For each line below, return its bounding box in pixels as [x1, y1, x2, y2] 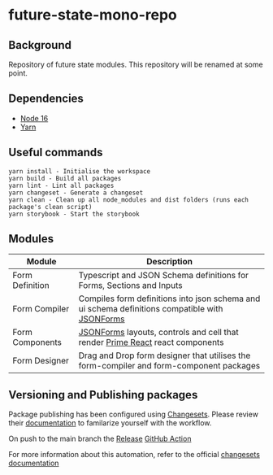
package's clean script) [8, 203, 93, 211]
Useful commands [8, 146, 103, 159]
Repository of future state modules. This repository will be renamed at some [8, 59, 263, 69]
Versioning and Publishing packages [8, 388, 198, 402]
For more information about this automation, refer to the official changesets [8, 450, 260, 460]
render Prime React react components [78, 337, 224, 348]
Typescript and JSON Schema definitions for [78, 270, 249, 281]
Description [145, 256, 193, 268]
